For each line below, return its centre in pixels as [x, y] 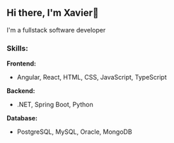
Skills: [18, 48]
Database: [22, 118]
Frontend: [22, 63]
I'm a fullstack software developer [56, 30]
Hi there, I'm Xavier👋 [53, 13]
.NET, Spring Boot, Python [55, 105]
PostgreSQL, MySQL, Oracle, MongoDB [74, 132]
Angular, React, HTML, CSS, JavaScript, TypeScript [92, 77]
